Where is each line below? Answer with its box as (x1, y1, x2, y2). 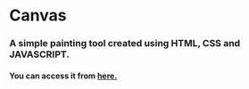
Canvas (9, 5, 67, 26)
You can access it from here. (9, 70, 118, 81)
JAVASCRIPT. (9, 48, 70, 61)
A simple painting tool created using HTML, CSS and (9, 37, 241, 50)
